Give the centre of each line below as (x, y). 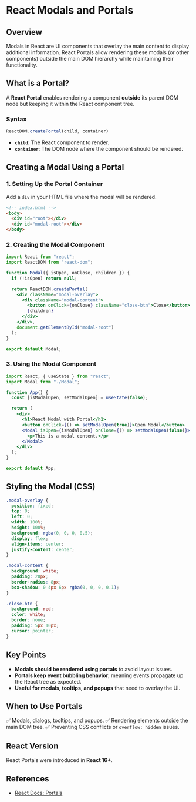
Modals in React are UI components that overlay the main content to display (98, 46)
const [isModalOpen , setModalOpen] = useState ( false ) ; (80, 398)
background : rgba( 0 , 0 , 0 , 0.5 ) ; (52, 533)
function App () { (27, 392)
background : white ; (35, 571)
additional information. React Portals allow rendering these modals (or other (98, 52)
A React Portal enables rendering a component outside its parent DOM (92, 97)
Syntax (16, 119)
